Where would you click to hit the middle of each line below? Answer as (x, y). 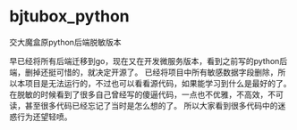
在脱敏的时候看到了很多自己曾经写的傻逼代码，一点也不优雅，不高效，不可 (146, 94)
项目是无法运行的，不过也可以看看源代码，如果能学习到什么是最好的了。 (158, 83)
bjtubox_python (69, 16)
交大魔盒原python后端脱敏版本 (65, 42)
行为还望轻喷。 (44, 117)
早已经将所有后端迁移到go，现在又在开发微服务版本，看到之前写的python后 (148, 61)
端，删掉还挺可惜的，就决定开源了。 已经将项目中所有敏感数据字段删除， (144, 72)
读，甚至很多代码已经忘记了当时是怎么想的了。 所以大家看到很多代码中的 (144, 105)
